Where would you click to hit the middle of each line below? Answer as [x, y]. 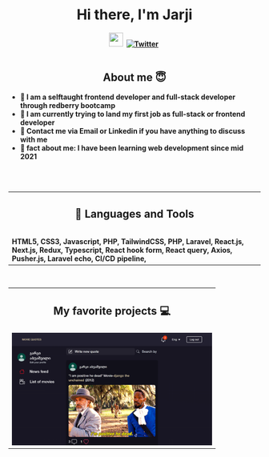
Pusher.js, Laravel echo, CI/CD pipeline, [79, 259]
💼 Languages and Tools [134, 214]
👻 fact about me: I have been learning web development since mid [132, 148]
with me [34, 139]
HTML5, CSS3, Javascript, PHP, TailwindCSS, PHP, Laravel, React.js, [128, 242]
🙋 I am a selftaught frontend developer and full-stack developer [128, 97]
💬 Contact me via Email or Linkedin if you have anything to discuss [132, 130]
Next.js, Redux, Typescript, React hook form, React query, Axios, [122, 251]
